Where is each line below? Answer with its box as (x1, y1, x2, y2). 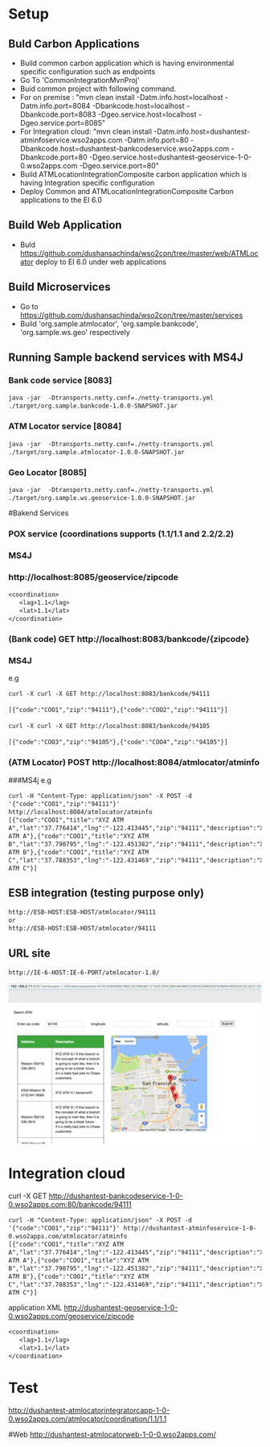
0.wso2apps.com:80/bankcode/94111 (8, 1200, 132, 1209)
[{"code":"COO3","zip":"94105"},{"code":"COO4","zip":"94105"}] (8, 738, 228, 746)
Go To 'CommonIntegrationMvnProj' (19, 76, 140, 85)
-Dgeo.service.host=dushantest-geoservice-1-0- (89, 152, 252, 162)
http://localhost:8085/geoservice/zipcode (8, 571, 179, 582)
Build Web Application (8, 218, 122, 232)
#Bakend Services (8, 508, 69, 518)
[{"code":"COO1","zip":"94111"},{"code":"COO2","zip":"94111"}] (8, 706, 228, 714)
